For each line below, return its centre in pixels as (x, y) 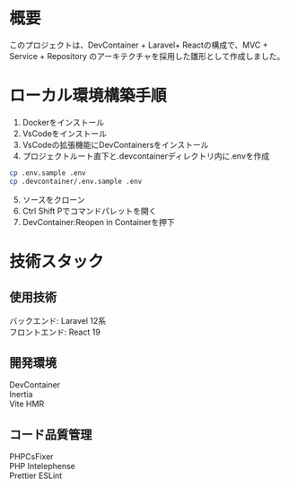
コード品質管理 (51, 435)
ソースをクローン (53, 199)
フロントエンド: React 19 (55, 332)
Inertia (21, 395)
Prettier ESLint (36, 475)
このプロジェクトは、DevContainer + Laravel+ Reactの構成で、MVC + (139, 45)
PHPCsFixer (31, 457)
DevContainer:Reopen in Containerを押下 (98, 222)
